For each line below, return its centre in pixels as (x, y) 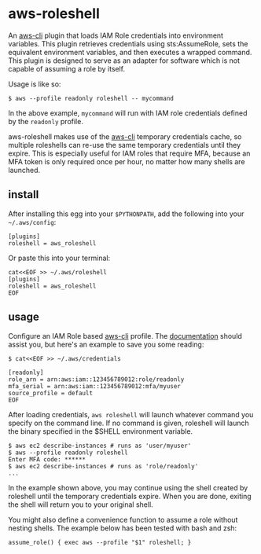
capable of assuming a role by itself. (67, 68)
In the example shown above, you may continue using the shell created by (128, 487)
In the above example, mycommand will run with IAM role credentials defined (128, 113)
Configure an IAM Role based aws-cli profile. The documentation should (125, 336)
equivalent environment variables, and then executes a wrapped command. (130, 52)
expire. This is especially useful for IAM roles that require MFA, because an (129, 153)
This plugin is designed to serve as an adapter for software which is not (124, 61)
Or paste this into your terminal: (59, 258)
